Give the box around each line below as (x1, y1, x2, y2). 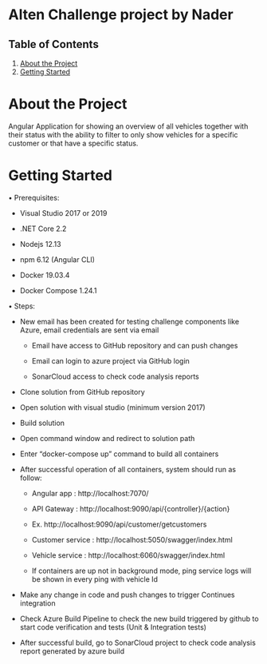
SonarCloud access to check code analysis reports (31, 372, 199, 381)
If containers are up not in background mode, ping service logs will (31, 566, 252, 575)
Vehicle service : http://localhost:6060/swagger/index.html (31, 550, 226, 560)
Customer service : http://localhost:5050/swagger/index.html (31, 535, 233, 544)
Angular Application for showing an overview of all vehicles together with (8, 121, 249, 131)
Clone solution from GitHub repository (19, 387, 145, 396)
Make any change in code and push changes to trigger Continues (19, 590, 235, 599)
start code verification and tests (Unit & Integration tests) (19, 622, 207, 632)
